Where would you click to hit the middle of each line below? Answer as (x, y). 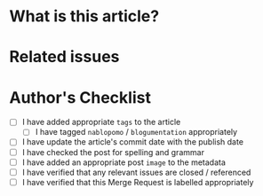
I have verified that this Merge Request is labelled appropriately (138, 182)
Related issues (64, 57)
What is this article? (84, 16)
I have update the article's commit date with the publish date (133, 142)
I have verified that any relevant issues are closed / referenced (136, 172)
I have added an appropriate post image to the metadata (124, 162)
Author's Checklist (80, 97)
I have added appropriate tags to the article (101, 122)
